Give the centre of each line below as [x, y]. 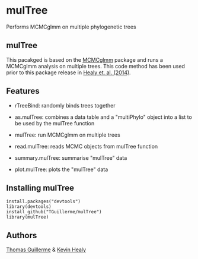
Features [23, 91]
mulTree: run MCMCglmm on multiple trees [67, 135]
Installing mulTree [40, 188]
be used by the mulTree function [55, 123]
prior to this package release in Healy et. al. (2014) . [69, 72]
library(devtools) [29, 207]
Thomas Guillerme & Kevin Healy [46, 249]
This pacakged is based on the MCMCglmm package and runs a [84, 59]
